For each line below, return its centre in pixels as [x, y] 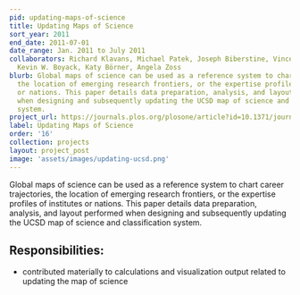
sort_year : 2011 [39, 34]
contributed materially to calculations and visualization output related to [154, 272]
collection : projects [50, 142]
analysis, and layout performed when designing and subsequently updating [148, 213]
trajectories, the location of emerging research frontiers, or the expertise [143, 194]
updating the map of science [75, 282]
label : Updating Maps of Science [71, 126]
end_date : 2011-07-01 [50, 42]
